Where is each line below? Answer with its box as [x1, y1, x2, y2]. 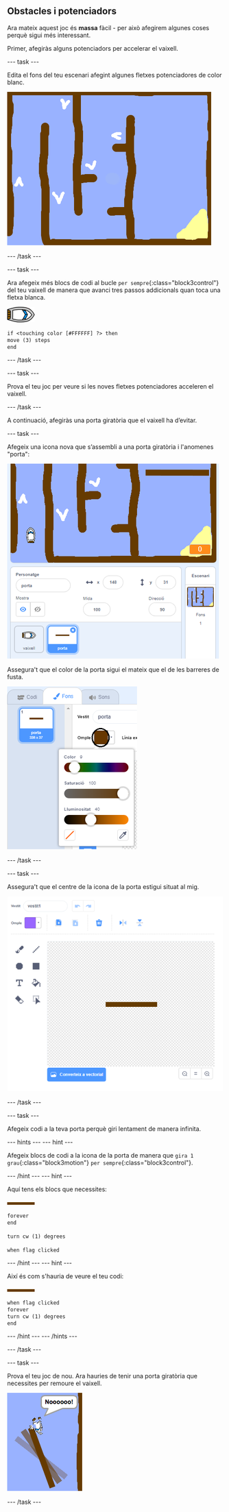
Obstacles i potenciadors [7, 5, 117, 17]
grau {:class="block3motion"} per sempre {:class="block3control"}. [7, 1158, 193, 1167]
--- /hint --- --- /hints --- [7, 1332, 77, 1341]
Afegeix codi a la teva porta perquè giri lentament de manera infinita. [7, 1125, 202, 1133]
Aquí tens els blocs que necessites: [7, 1185, 108, 1193]
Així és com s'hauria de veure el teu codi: [7, 1272, 124, 1280]
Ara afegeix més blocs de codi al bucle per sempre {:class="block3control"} [7, 278, 219, 286]
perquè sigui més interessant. [7, 31, 91, 39]
